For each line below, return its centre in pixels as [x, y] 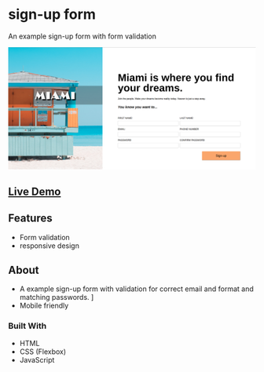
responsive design [49, 246]
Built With [27, 326]
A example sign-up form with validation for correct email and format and [136, 289]
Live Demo [35, 191]
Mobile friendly [44, 306]
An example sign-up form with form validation [82, 36]
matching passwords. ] [57, 297]
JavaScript [37, 359]
